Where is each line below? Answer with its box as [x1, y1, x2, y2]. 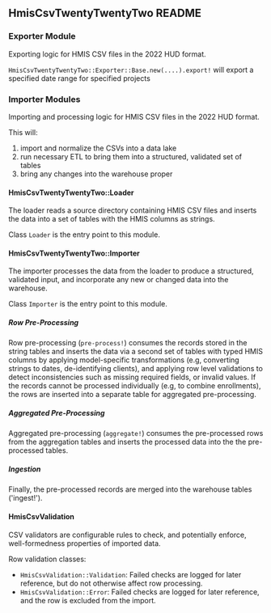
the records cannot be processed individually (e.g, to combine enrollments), [8, 381, 261, 391]
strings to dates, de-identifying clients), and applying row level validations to [8, 364, 263, 374]
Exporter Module [8, 31, 76, 42]
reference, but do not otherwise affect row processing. [19, 578, 203, 588]
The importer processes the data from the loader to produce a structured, [8, 266, 254, 276]
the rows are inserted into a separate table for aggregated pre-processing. [8, 390, 256, 400]
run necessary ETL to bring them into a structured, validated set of [19, 151, 243, 161]
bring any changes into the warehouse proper [19, 169, 173, 179]
